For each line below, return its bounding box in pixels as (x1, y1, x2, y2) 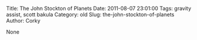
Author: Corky (6, 17, 41, 24)
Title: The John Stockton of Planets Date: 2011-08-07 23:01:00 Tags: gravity (6, 5, 192, 12)
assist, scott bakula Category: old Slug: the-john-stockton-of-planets (6, 11, 175, 18)
